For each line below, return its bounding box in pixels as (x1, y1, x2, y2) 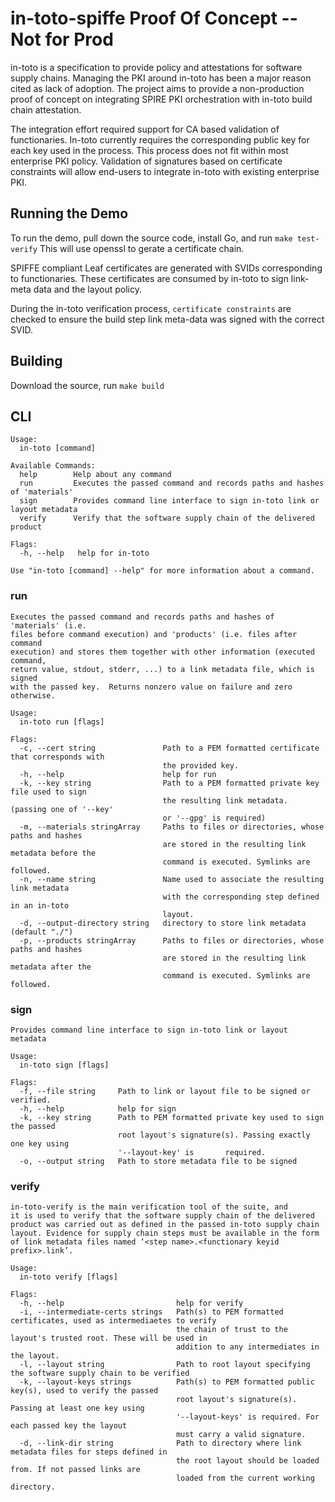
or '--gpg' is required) (162, 813, 267, 823)
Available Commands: (10, 461, 97, 471)
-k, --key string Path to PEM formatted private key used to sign (19, 1112, 325, 1122)
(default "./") (10, 927, 74, 937)
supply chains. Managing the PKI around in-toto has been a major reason (10, 72, 312, 84)
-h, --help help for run (19, 769, 217, 779)
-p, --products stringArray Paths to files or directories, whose (19, 935, 325, 946)
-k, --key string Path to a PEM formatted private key (19, 778, 320, 788)
